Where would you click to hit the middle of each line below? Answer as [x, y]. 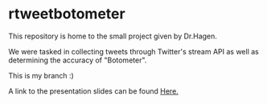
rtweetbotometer [67, 14]
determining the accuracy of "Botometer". [78, 60]
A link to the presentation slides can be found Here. [93, 91]
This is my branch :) [41, 75]
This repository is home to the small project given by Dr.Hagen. [113, 36]
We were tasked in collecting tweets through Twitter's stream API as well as [133, 51]
